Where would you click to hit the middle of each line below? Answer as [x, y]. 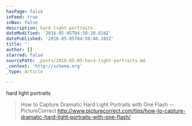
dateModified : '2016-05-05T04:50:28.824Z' [59, 33]
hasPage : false [25, 11]
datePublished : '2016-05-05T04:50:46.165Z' [60, 39]
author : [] [19, 50]
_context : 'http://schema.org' [44, 66]
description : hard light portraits [50, 28]
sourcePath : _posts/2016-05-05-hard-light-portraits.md [76, 60]
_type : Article [25, 71]
